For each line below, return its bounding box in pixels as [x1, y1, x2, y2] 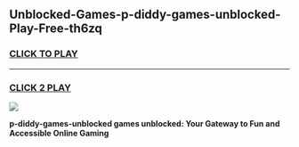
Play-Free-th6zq [9, 21, 102, 37]
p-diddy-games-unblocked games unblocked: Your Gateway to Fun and [9, 118, 280, 128]
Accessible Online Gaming [9, 127, 109, 138]
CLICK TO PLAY [9, 48, 78, 61]
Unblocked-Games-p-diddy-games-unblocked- [9, 7, 281, 22]
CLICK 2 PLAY [9, 81, 71, 94]
